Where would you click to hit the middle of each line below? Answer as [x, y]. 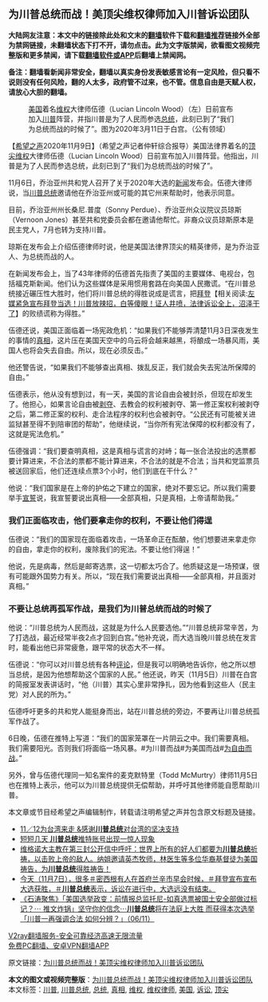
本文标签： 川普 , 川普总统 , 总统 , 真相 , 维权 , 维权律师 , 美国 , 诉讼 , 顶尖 [118, 990]
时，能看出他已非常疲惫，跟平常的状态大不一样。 [89, 648]
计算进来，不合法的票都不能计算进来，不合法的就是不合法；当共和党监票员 [137, 460]
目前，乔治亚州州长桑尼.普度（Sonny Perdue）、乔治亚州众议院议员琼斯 [125, 209]
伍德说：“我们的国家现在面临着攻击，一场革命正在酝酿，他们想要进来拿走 [129, 539]
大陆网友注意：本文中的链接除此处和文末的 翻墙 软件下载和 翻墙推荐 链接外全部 [134, 35]
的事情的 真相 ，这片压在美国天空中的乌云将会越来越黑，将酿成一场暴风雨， [130, 340]
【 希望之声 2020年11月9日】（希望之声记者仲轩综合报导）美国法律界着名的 [128, 145]
